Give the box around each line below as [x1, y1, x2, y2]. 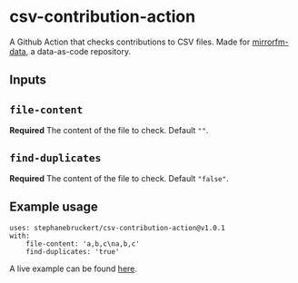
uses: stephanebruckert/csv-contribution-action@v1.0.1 [9, 223, 225, 232]
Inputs [9, 73, 47, 88]
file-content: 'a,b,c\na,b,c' [25, 239, 141, 249]
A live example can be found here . [9, 263, 138, 274]
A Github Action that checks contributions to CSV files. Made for [9, 36, 251, 47]
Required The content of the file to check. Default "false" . [9, 172, 229, 183]
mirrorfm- [252, 36, 289, 47]
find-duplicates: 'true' [25, 247, 120, 256]
